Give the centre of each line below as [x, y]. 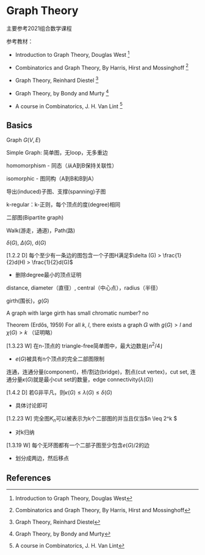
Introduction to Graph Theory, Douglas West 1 [72, 54]
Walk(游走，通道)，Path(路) [41, 230]
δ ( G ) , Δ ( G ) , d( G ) [27, 243]
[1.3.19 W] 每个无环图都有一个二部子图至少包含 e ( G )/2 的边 [78, 445]
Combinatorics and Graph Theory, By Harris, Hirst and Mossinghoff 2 [102, 67]
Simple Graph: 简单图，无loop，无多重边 [57, 153]
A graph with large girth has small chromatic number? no [78, 313]
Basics [19, 125]
